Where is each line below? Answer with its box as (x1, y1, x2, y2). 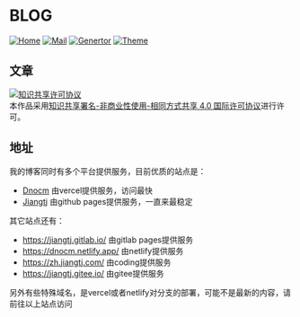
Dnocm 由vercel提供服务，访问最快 (22, 185, 154, 196)
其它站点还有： (9, 215, 65, 225)
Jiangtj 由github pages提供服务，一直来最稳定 (22, 196, 193, 207)
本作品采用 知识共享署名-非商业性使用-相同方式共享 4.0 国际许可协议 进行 (9, 100, 277, 110)
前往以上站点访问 (9, 298, 73, 309)
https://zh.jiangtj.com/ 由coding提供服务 (22, 257, 172, 268)
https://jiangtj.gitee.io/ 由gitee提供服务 (22, 268, 164, 278)
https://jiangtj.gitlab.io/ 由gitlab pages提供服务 (22, 234, 194, 245)
